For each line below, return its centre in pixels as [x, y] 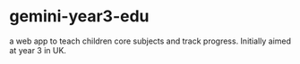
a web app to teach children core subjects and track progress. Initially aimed [150, 41]
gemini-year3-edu [79, 16]
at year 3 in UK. [38, 50]
